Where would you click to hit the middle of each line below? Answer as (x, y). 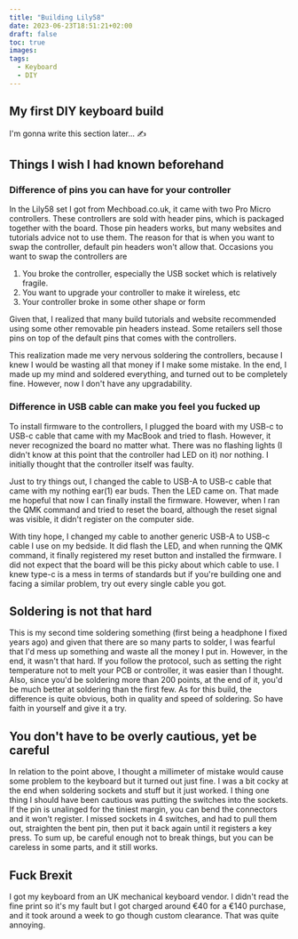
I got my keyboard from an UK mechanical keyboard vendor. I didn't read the (149, 896)
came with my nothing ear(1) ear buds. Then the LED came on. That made (144, 491)
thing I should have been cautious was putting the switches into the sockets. (149, 800)
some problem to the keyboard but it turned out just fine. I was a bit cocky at (149, 781)
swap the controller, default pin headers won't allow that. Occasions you (141, 247)
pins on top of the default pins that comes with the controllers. (123, 338)
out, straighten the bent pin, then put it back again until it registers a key (141, 829)
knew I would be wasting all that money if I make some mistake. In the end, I (148, 365)
